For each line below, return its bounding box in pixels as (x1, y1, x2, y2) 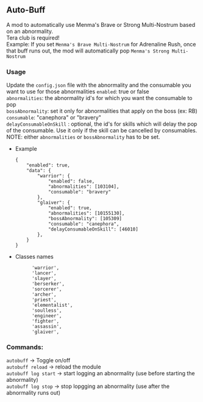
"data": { (26, 168, 51, 174)
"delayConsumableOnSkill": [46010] (48, 226, 138, 232)
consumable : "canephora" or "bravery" (6, 114, 102, 121)
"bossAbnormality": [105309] (48, 216, 122, 222)
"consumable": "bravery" (48, 189, 112, 195)
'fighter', (31, 318, 60, 325)
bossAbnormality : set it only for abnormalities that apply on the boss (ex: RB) (6, 107, 198, 115)
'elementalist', (31, 302, 73, 309)
